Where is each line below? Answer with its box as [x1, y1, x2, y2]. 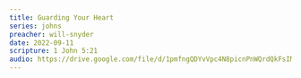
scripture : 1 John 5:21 [9, 47, 99, 56]
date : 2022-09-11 [9, 38, 74, 48]
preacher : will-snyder [9, 30, 94, 39]
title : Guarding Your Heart [9, 13, 115, 22]
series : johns [9, 22, 63, 30]
